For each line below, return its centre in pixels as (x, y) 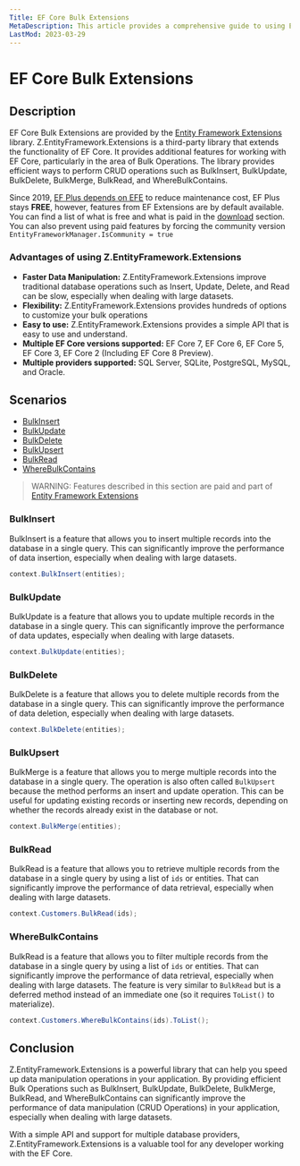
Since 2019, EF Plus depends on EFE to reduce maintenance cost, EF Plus (145, 198)
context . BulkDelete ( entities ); (67, 730)
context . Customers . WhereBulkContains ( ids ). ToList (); (109, 1020)
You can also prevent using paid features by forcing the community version (147, 226)
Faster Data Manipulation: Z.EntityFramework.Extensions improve (144, 277)
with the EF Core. (41, 1153)
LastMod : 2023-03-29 (48, 34)
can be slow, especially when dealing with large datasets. (128, 295)
